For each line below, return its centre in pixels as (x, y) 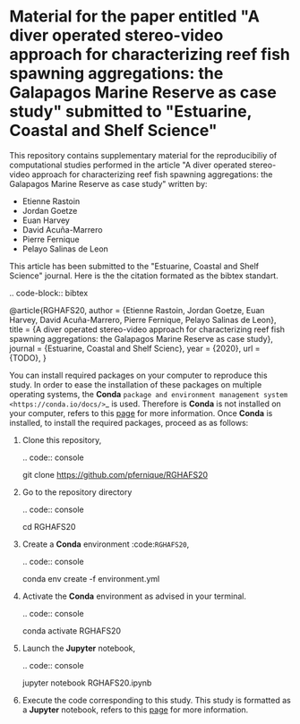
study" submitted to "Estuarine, (131, 111)
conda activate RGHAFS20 (72, 630)
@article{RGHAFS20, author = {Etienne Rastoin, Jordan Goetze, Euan (137, 310)
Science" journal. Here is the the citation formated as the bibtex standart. (144, 276)
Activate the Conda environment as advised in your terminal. (134, 596)
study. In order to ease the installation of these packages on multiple (136, 384)
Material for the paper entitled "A (134, 17)
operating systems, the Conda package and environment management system (149, 394)
